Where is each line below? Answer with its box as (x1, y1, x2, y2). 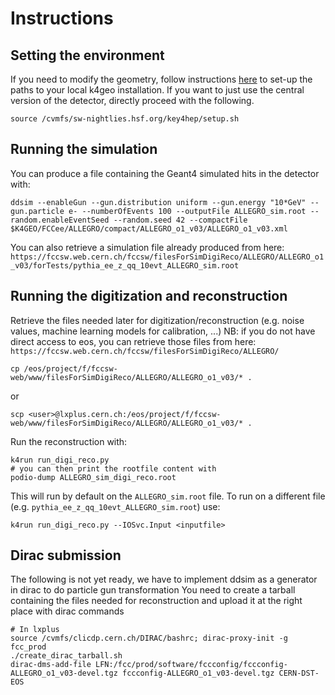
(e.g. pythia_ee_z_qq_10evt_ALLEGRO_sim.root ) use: (10, 500, 221, 512)
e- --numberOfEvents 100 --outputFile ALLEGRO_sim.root (68, 206, 307, 216)
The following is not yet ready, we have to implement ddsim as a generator (10, 573, 318, 586)
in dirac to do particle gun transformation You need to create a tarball (10, 584, 296, 596)
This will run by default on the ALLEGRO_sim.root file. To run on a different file (10, 490, 326, 502)
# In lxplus (10, 625, 60, 635)
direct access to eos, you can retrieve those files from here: (10, 335, 257, 347)
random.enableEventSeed (10, 215, 110, 225)
